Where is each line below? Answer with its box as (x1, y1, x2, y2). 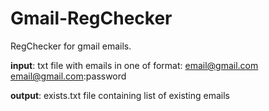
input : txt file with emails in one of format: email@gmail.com (10, 59, 259, 71)
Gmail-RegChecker (10, 7, 173, 30)
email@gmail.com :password (10, 70, 127, 82)
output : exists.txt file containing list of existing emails (10, 89, 231, 101)
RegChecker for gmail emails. (10, 40, 132, 52)
